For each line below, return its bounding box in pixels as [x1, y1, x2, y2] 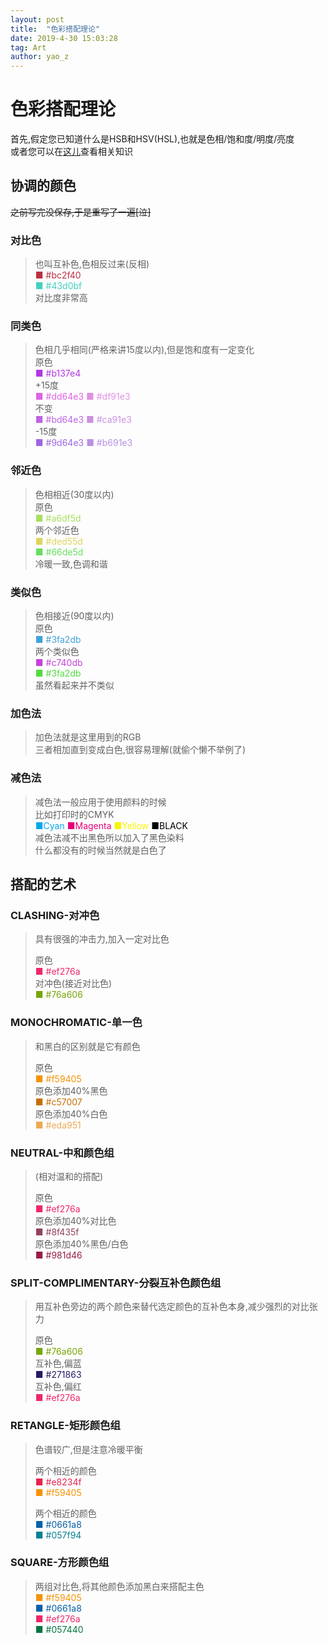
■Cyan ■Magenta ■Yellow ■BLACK [34, 819, 188, 831]
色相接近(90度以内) [34, 610, 115, 622]
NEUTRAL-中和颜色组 [10, 1146, 115, 1160]
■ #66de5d [34, 546, 84, 558]
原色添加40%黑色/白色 [34, 1237, 129, 1250]
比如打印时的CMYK [34, 808, 115, 820]
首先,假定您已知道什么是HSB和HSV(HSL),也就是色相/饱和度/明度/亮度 [10, 133, 295, 145]
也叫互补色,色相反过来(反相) [34, 258, 150, 270]
